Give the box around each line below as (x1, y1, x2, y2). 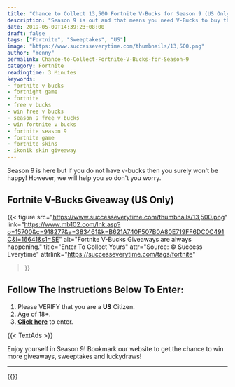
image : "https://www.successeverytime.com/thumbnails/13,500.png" (7, 43, 205, 50)
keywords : (7, 75, 36, 83)
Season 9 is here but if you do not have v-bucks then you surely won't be (7, 166, 219, 175)
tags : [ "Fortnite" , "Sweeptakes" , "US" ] (7, 36, 127, 43)
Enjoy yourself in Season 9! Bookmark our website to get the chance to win (7, 344, 224, 353)
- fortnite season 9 (7, 128, 68, 135)
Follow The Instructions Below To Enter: (7, 284, 184, 296)
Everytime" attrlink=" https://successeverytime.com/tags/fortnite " (7, 250, 196, 258)
